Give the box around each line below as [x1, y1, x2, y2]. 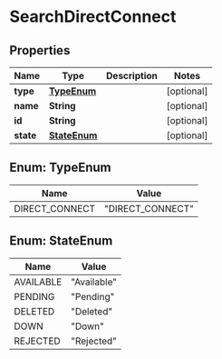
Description [105, 70, 159, 82]
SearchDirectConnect [9, 6, 177, 27]
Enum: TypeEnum [9, 160, 111, 175]
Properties [9, 43, 71, 58]
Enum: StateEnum [9, 234, 113, 249]
